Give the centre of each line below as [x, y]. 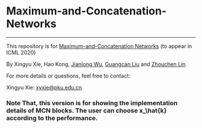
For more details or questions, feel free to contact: [68, 76]
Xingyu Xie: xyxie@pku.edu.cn [44, 87]
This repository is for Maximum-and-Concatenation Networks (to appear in [99, 46]
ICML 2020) [21, 52]
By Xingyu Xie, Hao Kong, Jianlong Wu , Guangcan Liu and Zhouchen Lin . [97, 64]
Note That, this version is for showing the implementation [92, 103]
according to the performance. [52, 118]
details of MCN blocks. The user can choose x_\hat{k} [87, 111]
